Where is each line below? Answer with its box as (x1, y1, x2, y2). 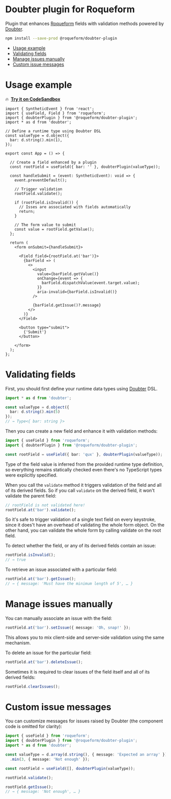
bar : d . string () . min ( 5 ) (10, 409, 60, 414)
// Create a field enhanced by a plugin (10, 160, 97, 165)
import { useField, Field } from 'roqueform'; (5, 111, 106, 116)
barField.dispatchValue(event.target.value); (41, 280, 140, 285)
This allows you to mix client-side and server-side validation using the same (5, 634, 164, 640)
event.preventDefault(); (14, 178, 67, 183)
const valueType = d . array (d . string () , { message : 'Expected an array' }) (5, 752, 167, 757)
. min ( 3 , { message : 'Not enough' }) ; (10, 757, 90, 762)
